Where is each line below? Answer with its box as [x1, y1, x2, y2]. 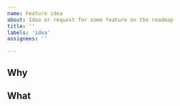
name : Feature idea [7, 10, 63, 17]
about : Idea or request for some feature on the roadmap [7, 16, 174, 23]
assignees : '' [7, 36, 48, 42]
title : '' [7, 23, 36, 29]
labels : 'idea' [7, 29, 51, 36]
